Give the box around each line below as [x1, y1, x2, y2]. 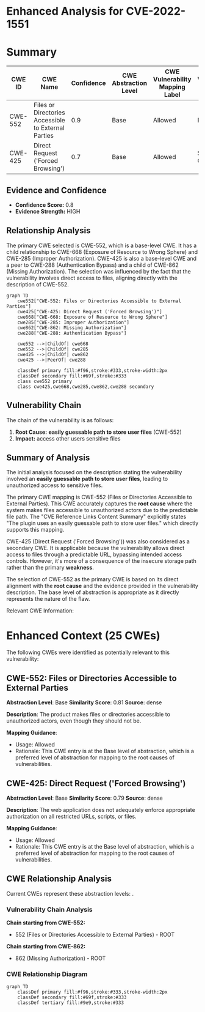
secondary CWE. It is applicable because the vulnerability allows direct [6, 545, 185, 552]
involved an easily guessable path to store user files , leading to [6, 475, 168, 483]
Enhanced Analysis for [6, 4, 124, 18]
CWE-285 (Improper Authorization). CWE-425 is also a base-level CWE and [6, 255, 197, 262]
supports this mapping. [6, 526, 65, 534]
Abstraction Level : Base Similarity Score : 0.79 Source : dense [6, 794, 163, 802]
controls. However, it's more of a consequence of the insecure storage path [6, 557, 196, 565]
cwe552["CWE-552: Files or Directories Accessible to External [17, 298, 182, 304]
